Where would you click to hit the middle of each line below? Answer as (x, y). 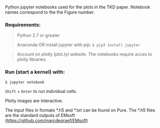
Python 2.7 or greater (38, 36)
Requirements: (23, 25)
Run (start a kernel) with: (35, 72)
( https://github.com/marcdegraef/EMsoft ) (47, 120)
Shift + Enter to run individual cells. (41, 91)
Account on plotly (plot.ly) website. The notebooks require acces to (84, 54)
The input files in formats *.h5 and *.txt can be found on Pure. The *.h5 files (80, 110)
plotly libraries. (32, 59)
